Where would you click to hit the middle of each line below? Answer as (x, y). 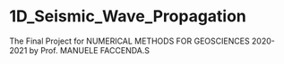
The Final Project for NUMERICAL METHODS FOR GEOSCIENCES (129, 41)
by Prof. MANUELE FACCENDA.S (90, 50)
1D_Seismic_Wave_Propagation (128, 16)
